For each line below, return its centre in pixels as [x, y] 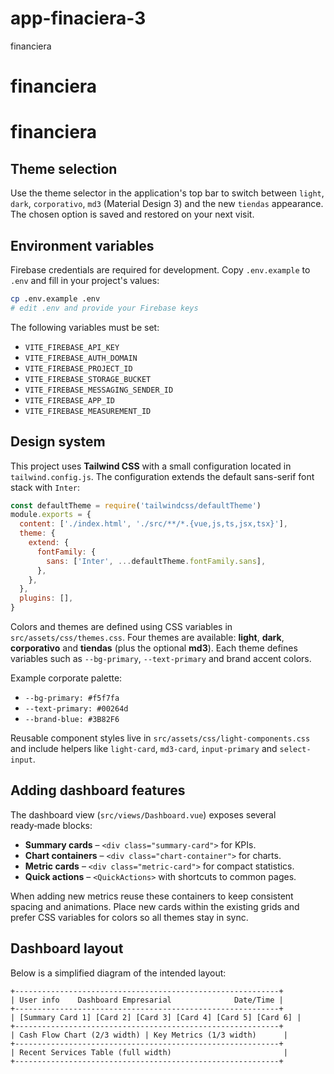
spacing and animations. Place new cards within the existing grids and [155, 906]
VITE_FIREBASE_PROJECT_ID [78, 368]
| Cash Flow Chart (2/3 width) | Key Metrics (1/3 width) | [149, 1035]
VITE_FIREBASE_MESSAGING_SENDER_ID [99, 390]
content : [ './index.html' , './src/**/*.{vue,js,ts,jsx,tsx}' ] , [153, 524]
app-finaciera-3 [78, 18]
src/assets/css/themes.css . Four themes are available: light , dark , [147, 637]
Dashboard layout [67, 948]
